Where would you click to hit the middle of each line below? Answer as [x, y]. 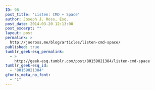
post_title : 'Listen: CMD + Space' [43, 14]
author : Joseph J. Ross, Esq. [37, 19]
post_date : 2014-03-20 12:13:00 [39, 24]
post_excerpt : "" [23, 28]
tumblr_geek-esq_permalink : [35, 51]
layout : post [19, 33]
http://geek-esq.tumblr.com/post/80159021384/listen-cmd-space [82, 61]
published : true [22, 47]
